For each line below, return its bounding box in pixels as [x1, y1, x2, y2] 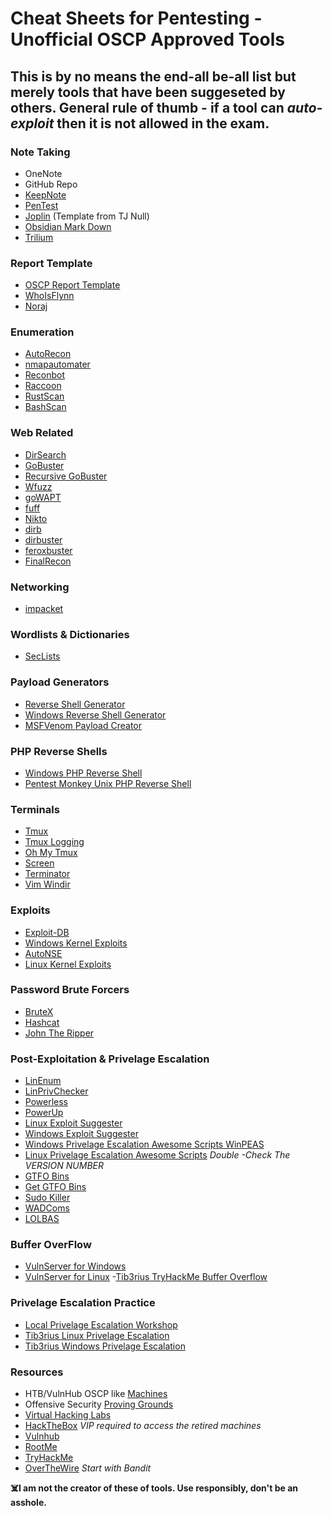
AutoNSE [24, 947, 63, 959]
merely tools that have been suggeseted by [10, 83, 286, 101]
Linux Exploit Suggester [24, 1117, 123, 1129]
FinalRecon [24, 555, 72, 567]
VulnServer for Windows [24, 1260, 127, 1272]
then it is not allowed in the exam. [56, 115, 270, 132]
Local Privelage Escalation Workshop [24, 1318, 178, 1331]
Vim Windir [24, 878, 71, 891]
